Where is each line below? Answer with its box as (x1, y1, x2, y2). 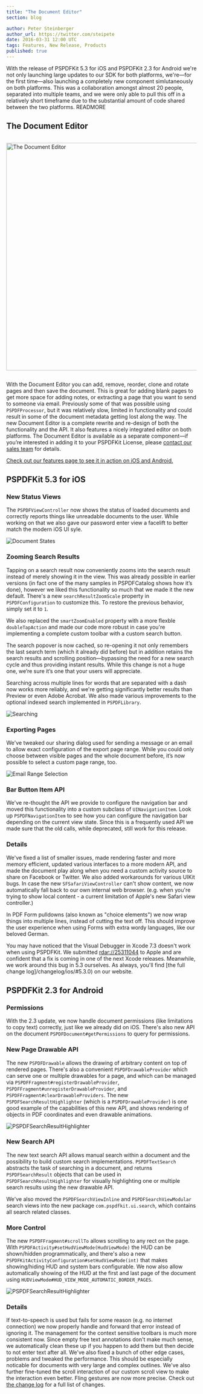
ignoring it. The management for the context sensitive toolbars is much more (6, 1330, 197, 1337)
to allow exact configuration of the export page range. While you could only (6, 745, 195, 753)
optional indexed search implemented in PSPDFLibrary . (6, 699, 141, 706)
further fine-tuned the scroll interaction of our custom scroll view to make (6, 1368, 189, 1375)
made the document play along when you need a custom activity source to (6, 867, 192, 874)
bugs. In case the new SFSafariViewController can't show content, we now (6, 879, 194, 887)
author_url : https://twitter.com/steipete (6, 31, 115, 37)
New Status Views (6, 493, 62, 501)
